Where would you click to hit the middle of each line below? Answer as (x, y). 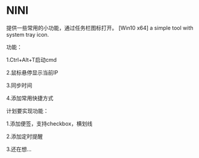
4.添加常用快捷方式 (30, 98)
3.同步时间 (19, 85)
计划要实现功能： (27, 111)
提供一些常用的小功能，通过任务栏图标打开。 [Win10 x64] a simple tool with (100, 28)
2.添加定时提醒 (25, 136)
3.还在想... (19, 149)
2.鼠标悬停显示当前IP (32, 72)
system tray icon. (28, 34)
